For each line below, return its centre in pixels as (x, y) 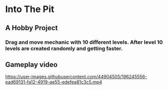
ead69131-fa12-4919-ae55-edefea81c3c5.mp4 (54, 82)
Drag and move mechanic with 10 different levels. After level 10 (84, 42)
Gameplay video (31, 65)
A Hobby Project (32, 28)
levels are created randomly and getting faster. (64, 48)
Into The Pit (30, 9)
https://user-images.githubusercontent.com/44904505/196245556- (76, 77)
